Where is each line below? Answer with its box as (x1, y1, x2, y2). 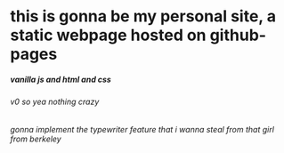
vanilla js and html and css (10, 74, 112, 85)
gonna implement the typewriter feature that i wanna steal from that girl (10, 124, 275, 134)
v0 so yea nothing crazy (10, 96, 100, 108)
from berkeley (10, 133, 61, 144)
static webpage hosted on (10, 25, 207, 45)
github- (209, 25, 266, 45)
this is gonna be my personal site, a (10, 6, 277, 27)
